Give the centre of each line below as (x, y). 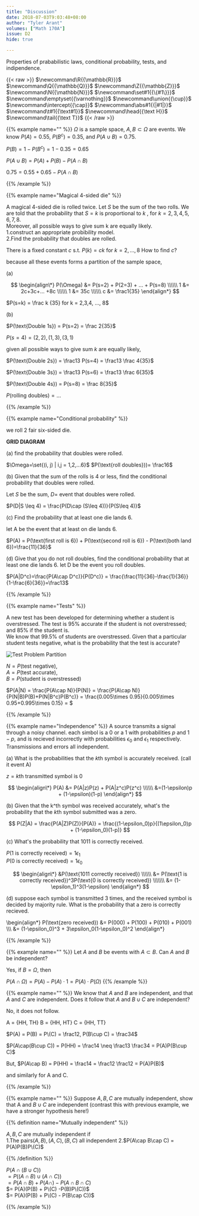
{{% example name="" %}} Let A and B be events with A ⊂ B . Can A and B (98, 952)
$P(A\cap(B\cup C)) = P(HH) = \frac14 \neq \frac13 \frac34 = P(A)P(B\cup (97, 1045)
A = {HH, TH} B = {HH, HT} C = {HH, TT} (56, 1022)
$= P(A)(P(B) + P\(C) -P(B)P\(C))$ (48, 1189)
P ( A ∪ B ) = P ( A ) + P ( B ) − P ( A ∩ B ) (47, 161)
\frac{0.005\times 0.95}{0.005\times (130, 697)
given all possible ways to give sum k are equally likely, (74, 349)
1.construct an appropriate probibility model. (60, 232)
